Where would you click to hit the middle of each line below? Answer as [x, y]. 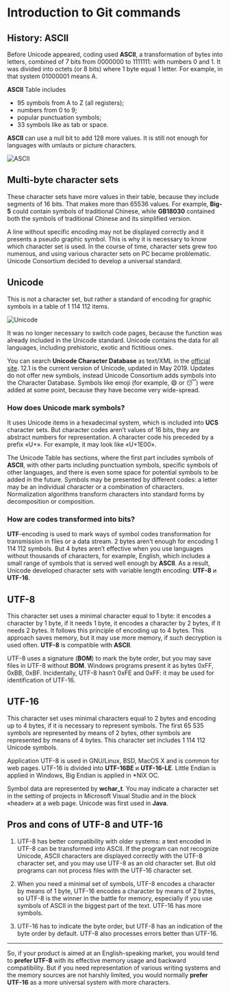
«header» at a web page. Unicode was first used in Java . [88, 803]
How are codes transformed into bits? [71, 519]
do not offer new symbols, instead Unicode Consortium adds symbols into [112, 375]
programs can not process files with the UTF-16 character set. [105, 870]
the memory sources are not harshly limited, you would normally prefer [107, 974]
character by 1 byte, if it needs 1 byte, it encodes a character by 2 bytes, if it [114, 623]
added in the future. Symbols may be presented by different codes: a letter [112, 479]
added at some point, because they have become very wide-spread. [104, 390]
